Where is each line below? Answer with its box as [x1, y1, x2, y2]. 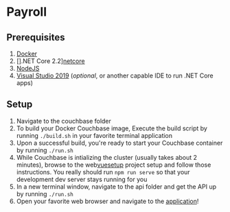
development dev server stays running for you [16, 175, 148, 183]
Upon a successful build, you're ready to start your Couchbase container [16, 139, 223, 147]
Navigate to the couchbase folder [16, 117, 111, 125]
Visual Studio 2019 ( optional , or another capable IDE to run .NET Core [16, 71, 214, 80]
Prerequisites [6, 32, 65, 43]
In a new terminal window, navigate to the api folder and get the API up [16, 182, 217, 191]
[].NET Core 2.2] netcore [16, 57, 85, 65]
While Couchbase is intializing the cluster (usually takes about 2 [16, 153, 197, 161]
